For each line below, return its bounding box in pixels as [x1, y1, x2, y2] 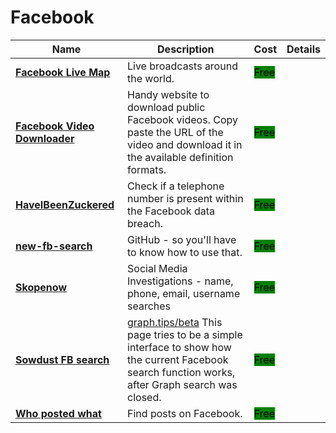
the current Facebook [127, 352, 229, 366]
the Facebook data [127, 204, 215, 218]
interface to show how [127, 340, 232, 354]
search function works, [127, 365, 236, 379]
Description [157, 42, 215, 56]
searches [127, 299, 172, 313]
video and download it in [127, 137, 243, 151]
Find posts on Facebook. [127, 406, 243, 420]
